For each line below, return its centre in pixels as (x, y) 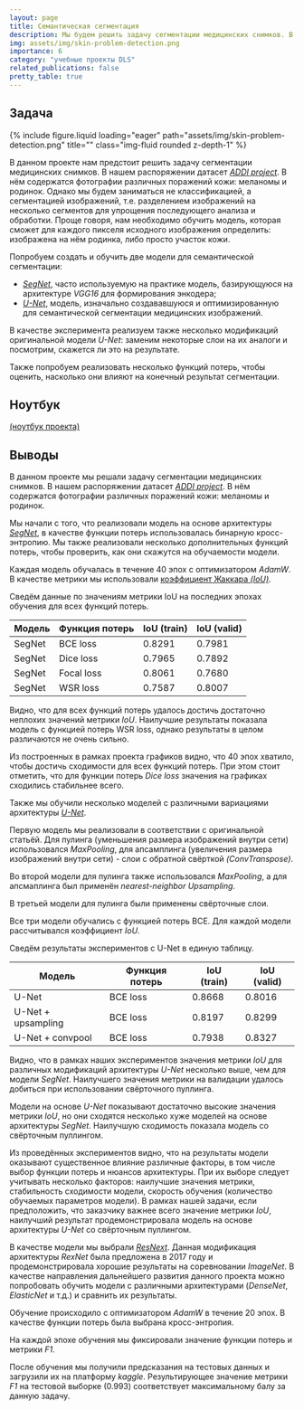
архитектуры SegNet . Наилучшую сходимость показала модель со (139, 1126)
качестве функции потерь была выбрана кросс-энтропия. (122, 1322)
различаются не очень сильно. (69, 739)
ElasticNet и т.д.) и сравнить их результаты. (93, 1295)
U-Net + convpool (53, 1038)
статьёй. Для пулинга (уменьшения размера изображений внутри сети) (149, 840)
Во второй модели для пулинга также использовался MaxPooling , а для (148, 876)
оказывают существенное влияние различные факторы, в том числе (142, 1162)
